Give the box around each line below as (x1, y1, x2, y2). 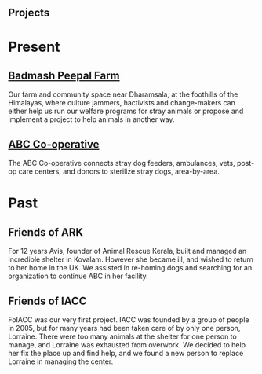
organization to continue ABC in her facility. (8, 271, 149, 281)
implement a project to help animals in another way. (8, 115, 175, 124)
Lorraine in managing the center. (8, 357, 114, 366)
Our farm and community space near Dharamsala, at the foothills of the (8, 90, 238, 99)
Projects (8, 6, 50, 20)
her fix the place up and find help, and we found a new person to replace (8, 349, 244, 358)
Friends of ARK (8, 225, 84, 239)
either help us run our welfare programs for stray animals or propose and (8, 106, 244, 116)
